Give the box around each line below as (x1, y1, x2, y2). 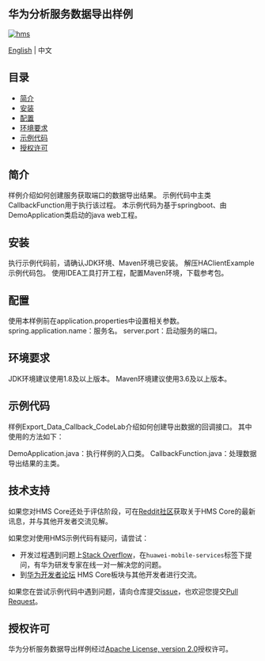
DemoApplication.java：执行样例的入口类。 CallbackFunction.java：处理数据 (8, 448, 257, 458)
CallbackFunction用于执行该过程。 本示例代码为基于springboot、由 (8, 200, 227, 210)
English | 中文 (8, 45, 53, 55)
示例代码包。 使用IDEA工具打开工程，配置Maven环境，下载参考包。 (8, 268, 229, 278)
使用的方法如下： (8, 431, 64, 441)
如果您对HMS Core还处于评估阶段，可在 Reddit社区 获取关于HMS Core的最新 (8, 506, 256, 516)
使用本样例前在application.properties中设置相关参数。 (8, 316, 184, 326)
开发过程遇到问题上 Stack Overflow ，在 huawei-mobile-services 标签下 (19, 549, 245, 560)
